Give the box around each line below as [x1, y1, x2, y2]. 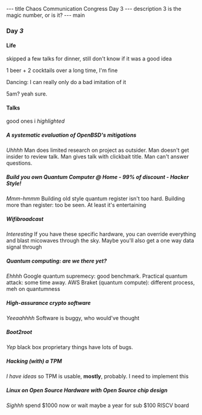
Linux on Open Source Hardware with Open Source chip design [6, 387, 168, 394]
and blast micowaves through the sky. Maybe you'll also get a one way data [6, 237, 194, 244]
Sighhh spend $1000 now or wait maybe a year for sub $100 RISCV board [6, 402, 189, 409]
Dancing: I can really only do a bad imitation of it [6, 79, 127, 86]
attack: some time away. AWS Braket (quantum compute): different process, [6, 279, 195, 286]
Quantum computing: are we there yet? [6, 257, 107, 264]
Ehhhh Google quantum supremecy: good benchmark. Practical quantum [6, 272, 188, 280]
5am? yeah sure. [6, 90, 48, 97]
